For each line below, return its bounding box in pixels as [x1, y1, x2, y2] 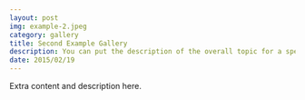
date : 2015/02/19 [9, 55, 75, 65]
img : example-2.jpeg [9, 22, 88, 31]
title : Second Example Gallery [9, 38, 128, 48]
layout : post [9, 13, 59, 23]
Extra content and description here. [9, 81, 143, 91]
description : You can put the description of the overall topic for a [9, 47, 282, 56]
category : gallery [9, 30, 79, 39]
